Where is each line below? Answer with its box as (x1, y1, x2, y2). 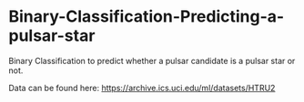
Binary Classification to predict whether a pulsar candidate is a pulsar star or (8, 55, 296, 66)
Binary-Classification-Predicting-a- (8, 6, 285, 27)
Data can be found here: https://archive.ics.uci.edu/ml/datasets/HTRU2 (8, 82, 276, 93)
